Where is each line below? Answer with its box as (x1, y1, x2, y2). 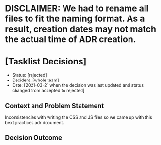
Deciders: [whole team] (12, 77, 59, 83)
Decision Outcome (5, 134, 62, 142)
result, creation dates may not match (5, 24, 157, 34)
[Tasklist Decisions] (5, 56, 87, 67)
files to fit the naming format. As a (5, 13, 145, 24)
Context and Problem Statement (5, 101, 104, 110)
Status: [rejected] (12, 72, 47, 78)
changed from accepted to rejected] (12, 88, 85, 94)
